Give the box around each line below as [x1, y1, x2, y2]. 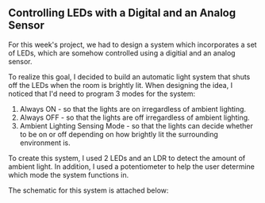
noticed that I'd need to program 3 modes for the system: [8, 89, 196, 98]
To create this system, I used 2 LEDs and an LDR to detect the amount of [8, 153, 246, 163]
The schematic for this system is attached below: [8, 186, 169, 195]
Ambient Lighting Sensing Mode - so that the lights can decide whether [19, 121, 254, 130]
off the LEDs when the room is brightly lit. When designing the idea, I [8, 80, 232, 90]
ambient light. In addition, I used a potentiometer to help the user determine [8, 162, 255, 171]
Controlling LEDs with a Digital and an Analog [8, 6, 236, 20]
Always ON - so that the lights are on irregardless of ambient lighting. [19, 104, 247, 113]
